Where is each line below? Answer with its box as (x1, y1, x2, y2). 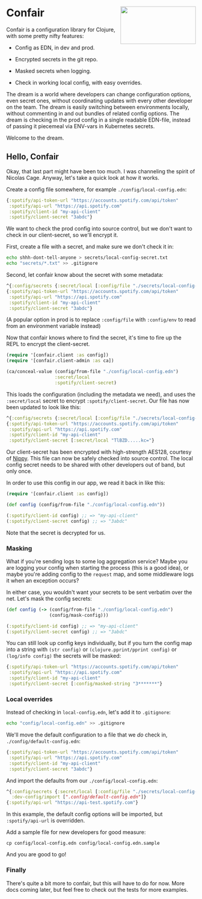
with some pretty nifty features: (6, 32, 84, 39)
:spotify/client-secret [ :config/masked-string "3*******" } (8, 681, 163, 687)
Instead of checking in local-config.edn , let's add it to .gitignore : (6, 709, 171, 716)
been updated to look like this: (6, 403, 81, 410)
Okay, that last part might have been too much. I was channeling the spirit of (6, 167, 195, 175)
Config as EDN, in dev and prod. (14, 44, 95, 51)
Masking (6, 544, 32, 552)
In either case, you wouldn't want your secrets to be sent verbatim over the (6, 589, 192, 596)
